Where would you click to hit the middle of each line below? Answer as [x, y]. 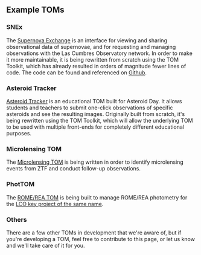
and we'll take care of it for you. [46, 245]
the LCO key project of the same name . [55, 204]
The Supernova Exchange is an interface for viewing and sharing [87, 40]
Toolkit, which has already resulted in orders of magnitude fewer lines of [96, 66]
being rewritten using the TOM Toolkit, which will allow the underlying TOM [100, 120]
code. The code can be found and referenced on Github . [76, 73]
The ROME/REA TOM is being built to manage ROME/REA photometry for [97, 197]
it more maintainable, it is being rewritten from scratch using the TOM [93, 59]
